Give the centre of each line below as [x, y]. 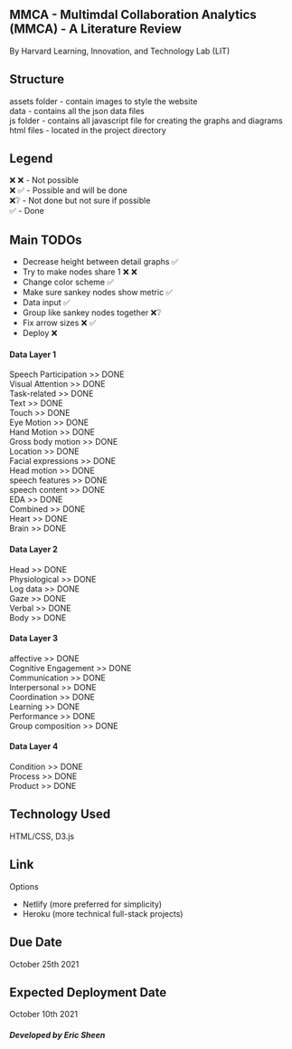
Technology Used [60, 814]
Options [24, 886]
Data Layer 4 [34, 746]
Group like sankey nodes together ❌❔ [92, 313]
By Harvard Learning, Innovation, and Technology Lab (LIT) [120, 51]
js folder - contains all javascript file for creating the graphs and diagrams [146, 120]
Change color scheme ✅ [68, 282]
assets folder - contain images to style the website [104, 101]
